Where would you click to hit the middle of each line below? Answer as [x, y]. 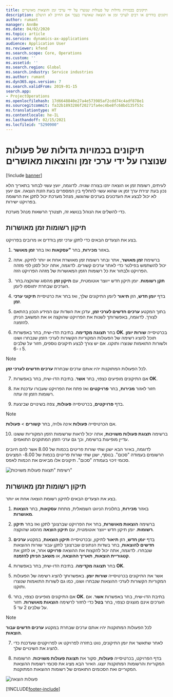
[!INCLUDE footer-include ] [33, 689]
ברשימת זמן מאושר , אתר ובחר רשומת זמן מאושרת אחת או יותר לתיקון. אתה [86, 260]
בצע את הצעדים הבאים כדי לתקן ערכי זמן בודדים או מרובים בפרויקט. [72, 240]
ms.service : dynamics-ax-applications [47, 39]
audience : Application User [36, 44]
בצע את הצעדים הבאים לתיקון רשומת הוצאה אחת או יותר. [61, 499]
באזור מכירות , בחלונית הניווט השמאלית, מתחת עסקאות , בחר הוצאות [81, 508]
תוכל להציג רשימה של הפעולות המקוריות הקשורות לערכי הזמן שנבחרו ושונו [85, 338]
